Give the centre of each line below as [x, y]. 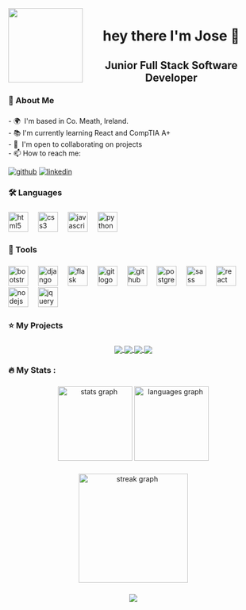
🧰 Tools [23, 250]
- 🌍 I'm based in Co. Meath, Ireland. [69, 121]
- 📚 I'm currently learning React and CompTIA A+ [90, 133]
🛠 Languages [35, 193]
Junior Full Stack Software [171, 65]
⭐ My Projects [36, 326]
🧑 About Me [31, 100]
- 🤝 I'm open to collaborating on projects [75, 144]
